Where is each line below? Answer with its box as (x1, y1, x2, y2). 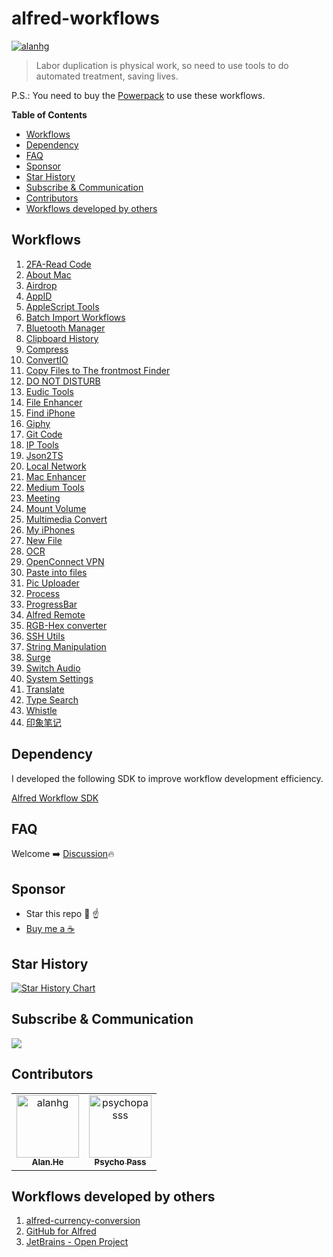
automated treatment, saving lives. (35, 70, 179, 82)
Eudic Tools (25, 385, 74, 397)
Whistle (25, 704, 58, 716)
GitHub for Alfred (25, 1225, 97, 1237)
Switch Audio (25, 662, 81, 674)
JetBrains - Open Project (25, 1236, 129, 1248)
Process (25, 587, 61, 599)
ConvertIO (25, 353, 69, 366)
